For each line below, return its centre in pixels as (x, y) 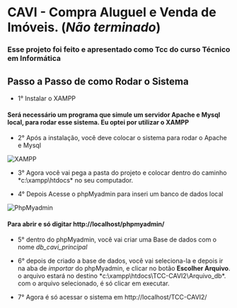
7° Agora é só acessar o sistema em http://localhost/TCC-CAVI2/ (112, 297)
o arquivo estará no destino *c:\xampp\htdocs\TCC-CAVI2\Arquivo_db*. (122, 276)
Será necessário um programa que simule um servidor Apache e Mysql (114, 115)
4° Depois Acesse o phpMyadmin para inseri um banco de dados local (120, 194)
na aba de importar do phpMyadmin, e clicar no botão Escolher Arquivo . (124, 268)
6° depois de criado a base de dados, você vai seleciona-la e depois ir (120, 261)
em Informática (34, 59)
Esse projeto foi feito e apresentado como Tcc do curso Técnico (119, 50)
